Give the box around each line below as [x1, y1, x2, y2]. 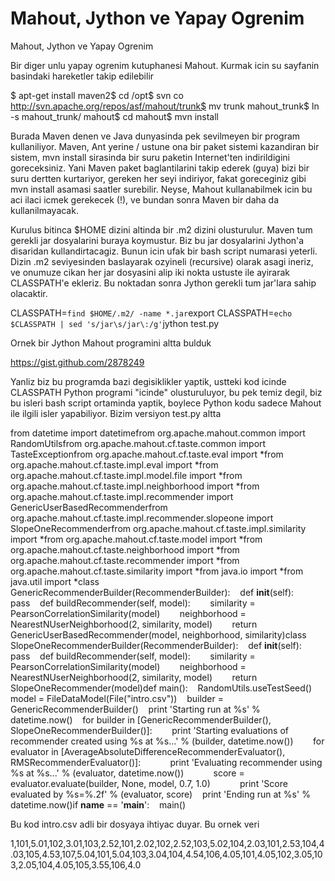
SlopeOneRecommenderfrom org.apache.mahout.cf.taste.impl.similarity [10, 522, 307, 534]
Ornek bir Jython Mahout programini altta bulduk [10, 337, 212, 349]
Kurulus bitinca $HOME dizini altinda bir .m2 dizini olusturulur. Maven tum [10, 223, 313, 236]
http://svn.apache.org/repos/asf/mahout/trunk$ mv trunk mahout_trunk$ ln [10, 100, 320, 112]
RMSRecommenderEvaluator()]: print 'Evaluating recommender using [10, 756, 323, 768]
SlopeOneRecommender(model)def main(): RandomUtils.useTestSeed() [10, 682, 313, 694]
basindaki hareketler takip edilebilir [10, 70, 155, 82]
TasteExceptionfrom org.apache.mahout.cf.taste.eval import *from [10, 448, 284, 460]
